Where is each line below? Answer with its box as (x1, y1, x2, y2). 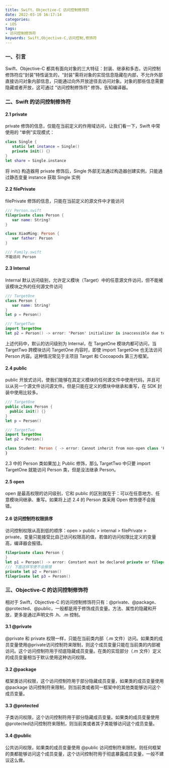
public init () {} (10, 409, 46, 414)
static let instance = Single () (12, 144, 80, 149)
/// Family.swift (5, 250, 42, 255)
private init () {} (12, 149, 51, 154)
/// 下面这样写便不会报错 (5, 564, 52, 569)
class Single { (5, 139, 37, 144)
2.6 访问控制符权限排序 (5, 515, 53, 521)
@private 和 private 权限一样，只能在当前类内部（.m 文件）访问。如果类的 (5, 635, 158, 641)
